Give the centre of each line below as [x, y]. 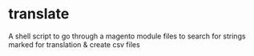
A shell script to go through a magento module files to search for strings [127, 36]
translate [39, 14]
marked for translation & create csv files [74, 44]
